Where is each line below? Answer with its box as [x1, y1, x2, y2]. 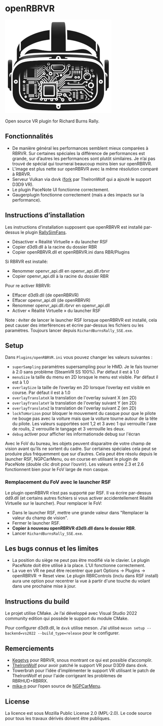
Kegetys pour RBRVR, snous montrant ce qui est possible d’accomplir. [12, 657, 153, 663]
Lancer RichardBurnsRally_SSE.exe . [12, 530, 84, 536]
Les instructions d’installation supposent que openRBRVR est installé [5, 224, 143, 230]
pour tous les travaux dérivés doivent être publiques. [5, 715, 111, 721]
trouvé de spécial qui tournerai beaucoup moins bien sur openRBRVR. [12, 160, 152, 166]
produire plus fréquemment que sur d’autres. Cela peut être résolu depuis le [5, 451, 157, 457]
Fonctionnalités [5, 132, 54, 140]
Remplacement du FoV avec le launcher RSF [5, 479, 111, 486]
